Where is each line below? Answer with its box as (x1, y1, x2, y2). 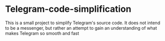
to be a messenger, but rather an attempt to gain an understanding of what (5, 25, 157, 31)
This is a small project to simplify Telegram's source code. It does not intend (5, 20, 161, 26)
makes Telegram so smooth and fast (5, 30, 79, 36)
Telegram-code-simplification (5, 3, 132, 15)
